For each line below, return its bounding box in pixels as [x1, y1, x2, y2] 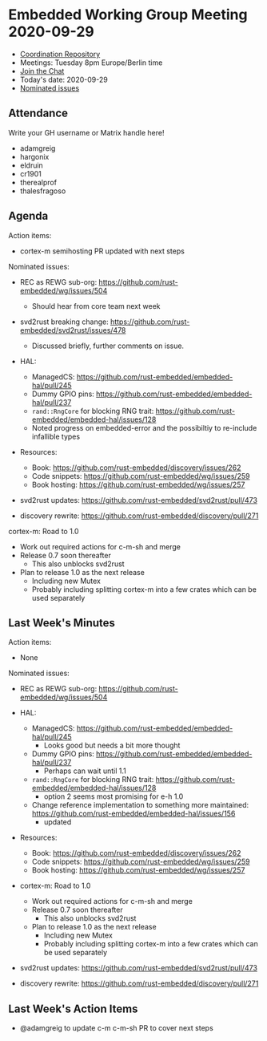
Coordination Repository [19, 49, 101, 59]
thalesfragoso [19, 186, 66, 196]
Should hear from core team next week [31, 301, 161, 310]
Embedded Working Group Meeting [8, 6, 248, 24]
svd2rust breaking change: [19, 317, 110, 326]
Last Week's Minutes [8, 616, 116, 630]
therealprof [19, 177, 58, 187]
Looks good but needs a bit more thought [43, 740, 181, 751]
